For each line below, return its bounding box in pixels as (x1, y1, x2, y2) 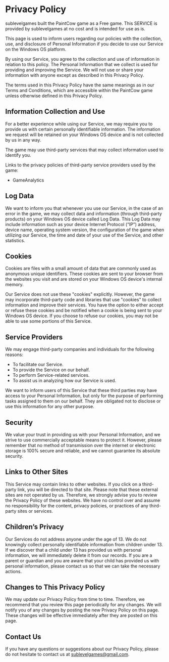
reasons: (5, 351, 24, 358)
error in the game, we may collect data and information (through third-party (5, 210, 162, 216)
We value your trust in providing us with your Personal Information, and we (5, 431, 160, 437)
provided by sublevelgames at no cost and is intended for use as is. (5, 25, 145, 31)
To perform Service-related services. (12, 372, 90, 378)
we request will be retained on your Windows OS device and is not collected (5, 131, 164, 138)
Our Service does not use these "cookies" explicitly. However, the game (5, 291, 155, 297)
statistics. (5, 237, 25, 243)
